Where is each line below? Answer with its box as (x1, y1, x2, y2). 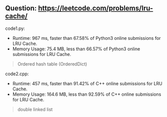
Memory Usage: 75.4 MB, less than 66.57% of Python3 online (12, 45, 140, 52)
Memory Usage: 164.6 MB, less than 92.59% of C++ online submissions (12, 91, 161, 97)
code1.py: (5, 25, 25, 31)
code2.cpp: (5, 71, 29, 77)
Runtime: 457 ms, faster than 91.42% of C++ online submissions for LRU (12, 80, 162, 86)
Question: (5, 4, 37, 13)
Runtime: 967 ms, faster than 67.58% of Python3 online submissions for (12, 35, 161, 41)
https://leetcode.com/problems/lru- (38, 4, 153, 13)
